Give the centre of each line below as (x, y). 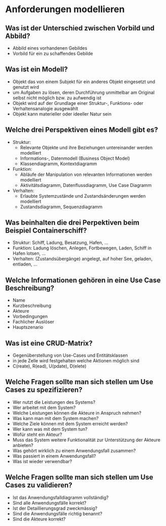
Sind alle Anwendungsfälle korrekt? (49, 503)
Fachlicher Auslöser (33, 322)
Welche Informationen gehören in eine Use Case (83, 280)
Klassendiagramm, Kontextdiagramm (58, 164)
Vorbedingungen (30, 316)
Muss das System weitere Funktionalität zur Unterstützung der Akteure (86, 440)
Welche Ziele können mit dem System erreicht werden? (70, 424)
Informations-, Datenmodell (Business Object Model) (75, 158)
